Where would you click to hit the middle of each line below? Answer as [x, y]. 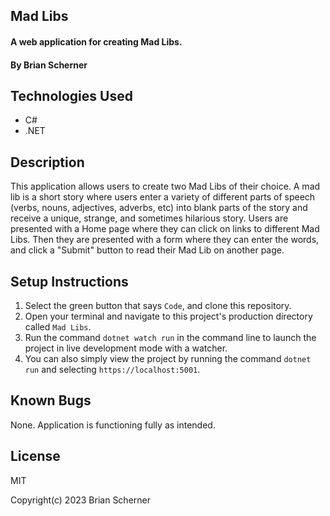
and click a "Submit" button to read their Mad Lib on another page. [147, 250]
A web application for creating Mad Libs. [96, 41]
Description [47, 162]
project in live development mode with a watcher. [126, 348]
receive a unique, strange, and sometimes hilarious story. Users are [149, 218]
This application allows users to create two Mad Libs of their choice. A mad [165, 186]
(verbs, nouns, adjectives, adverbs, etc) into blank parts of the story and [159, 208]
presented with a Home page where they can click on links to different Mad [165, 229]
